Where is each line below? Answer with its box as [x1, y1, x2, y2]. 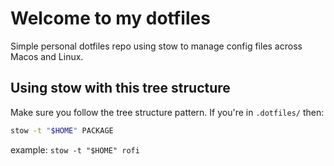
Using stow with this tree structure [10, 80, 231, 97]
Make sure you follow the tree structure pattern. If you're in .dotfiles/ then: [10, 106, 325, 118]
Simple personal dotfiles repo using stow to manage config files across [10, 40, 303, 52]
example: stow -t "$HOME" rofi [10, 143, 140, 156]
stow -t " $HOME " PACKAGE [10, 125, 114, 136]
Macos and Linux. [10, 50, 84, 62]
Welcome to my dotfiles [10, 7, 211, 30]
